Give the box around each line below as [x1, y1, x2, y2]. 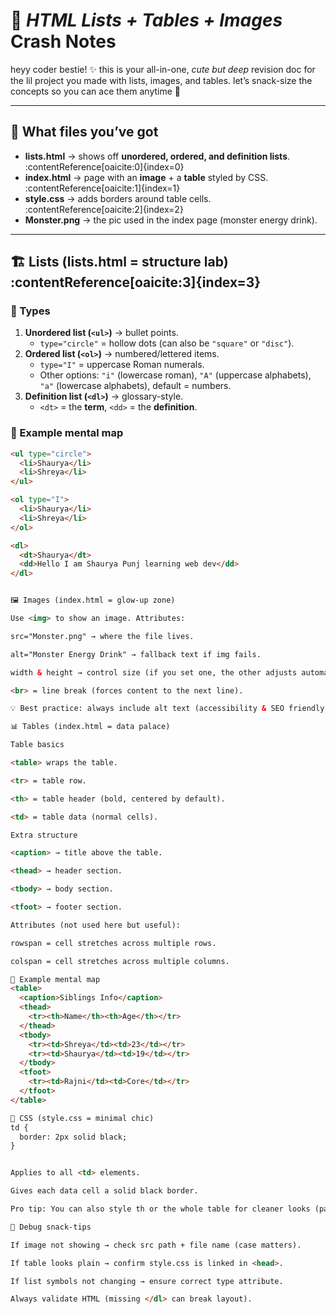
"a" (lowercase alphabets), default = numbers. [39, 380, 232, 392]
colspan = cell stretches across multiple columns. [10, 956, 230, 966]
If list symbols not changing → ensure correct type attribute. [10, 1276, 284, 1286]
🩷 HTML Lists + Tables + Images [10, 9, 283, 32]
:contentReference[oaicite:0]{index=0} [24, 160, 185, 173]
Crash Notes [10, 30, 117, 53]
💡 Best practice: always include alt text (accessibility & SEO [10, 704, 285, 714]
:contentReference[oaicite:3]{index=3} [10, 274, 262, 291]
